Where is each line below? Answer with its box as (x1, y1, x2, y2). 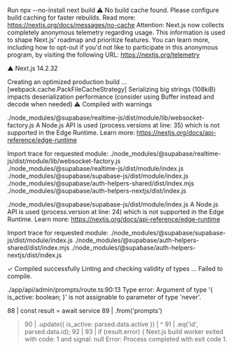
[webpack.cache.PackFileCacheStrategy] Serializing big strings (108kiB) (7, 85, 216, 93)
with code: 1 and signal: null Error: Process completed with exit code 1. (24, 335, 227, 343)
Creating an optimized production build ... (7, 78, 127, 86)
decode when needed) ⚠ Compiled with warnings (7, 100, 153, 108)
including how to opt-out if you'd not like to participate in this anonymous (7, 43, 218, 51)
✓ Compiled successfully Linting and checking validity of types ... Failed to (7, 265, 223, 272)
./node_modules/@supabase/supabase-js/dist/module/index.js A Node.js (7, 200, 219, 209)
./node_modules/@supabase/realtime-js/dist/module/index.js (7, 164, 184, 172)
